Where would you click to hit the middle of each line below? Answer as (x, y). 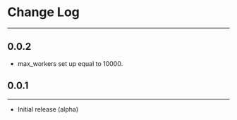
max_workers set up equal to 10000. (70, 63)
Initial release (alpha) (48, 109)
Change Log (43, 12)
